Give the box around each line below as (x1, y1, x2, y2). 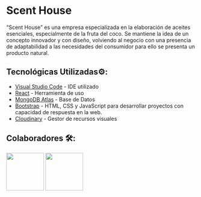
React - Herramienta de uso (14, 89, 84, 97)
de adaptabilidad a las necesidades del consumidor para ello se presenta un (6, 43, 196, 50)
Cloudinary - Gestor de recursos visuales (14, 115, 117, 122)
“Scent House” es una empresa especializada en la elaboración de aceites (6, 24, 191, 31)
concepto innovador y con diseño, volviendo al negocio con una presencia (6, 36, 191, 44)
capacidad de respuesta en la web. (14, 108, 102, 115)
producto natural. (6, 49, 49, 56)
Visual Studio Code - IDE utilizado (14, 83, 99, 90)
